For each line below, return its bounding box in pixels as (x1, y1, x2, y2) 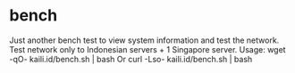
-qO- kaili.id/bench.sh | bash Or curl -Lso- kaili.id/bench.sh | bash (9, 53, 253, 64)
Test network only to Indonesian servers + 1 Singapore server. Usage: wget (9, 44, 286, 54)
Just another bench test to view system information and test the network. (9, 35, 280, 45)
